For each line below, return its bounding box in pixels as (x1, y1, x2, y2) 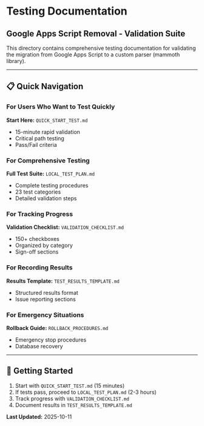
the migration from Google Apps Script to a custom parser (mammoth (6, 51, 180, 58)
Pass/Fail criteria (15, 141, 57, 148)
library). (6, 58, 26, 64)
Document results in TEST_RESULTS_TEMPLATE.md (15, 401, 132, 408)
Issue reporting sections (15, 296, 76, 303)
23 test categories (15, 188, 61, 195)
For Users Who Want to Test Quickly (6, 103, 115, 111)
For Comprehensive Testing (6, 156, 90, 164)
